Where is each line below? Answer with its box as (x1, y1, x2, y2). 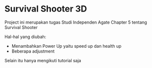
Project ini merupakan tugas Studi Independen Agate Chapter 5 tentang (4, 19, 147, 25)
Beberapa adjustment (11, 48, 55, 54)
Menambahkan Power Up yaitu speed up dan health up (11, 43, 122, 49)
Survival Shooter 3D (4, 3, 88, 14)
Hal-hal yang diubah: (4, 34, 46, 40)
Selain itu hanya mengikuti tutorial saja (4, 57, 81, 63)
